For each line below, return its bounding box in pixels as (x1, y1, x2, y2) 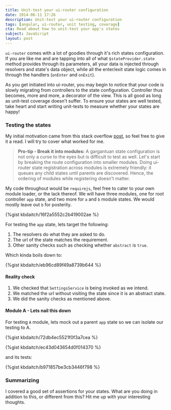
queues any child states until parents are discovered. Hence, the (17, 170, 154, 176)
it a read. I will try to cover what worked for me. (5, 138, 105, 144)
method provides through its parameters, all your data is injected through (5, 61, 159, 67)
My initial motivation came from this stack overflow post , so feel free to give (5, 133, 165, 139)
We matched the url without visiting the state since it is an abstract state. (12, 291, 166, 297)
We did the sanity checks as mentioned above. (12, 296, 111, 302)
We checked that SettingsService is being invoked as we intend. (12, 285, 149, 291)
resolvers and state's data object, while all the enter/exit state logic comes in (5, 66, 166, 72)
